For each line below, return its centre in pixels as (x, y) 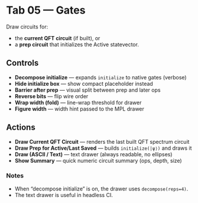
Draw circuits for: (27, 27)
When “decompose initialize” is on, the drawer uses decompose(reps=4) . (101, 188)
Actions (21, 128)
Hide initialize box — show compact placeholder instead (84, 83)
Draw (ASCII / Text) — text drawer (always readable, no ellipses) (93, 154)
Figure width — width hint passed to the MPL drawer (79, 109)
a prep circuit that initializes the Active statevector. (77, 44)
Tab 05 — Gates (46, 10)
